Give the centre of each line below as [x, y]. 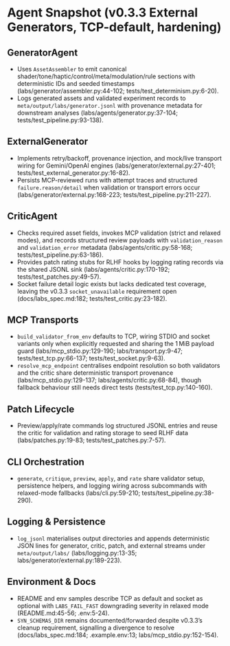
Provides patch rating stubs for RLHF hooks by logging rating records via [120, 262]
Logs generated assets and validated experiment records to [102, 98]
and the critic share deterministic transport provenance [95, 373]
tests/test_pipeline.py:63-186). [60, 255]
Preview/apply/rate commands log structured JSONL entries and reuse [117, 426]
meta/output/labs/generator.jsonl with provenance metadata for [110, 105]
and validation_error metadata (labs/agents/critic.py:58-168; [105, 247]
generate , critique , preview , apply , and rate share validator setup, [111, 478]
